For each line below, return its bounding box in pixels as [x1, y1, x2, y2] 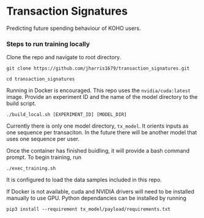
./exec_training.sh [6, 165, 56, 172]
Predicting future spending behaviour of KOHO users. [6, 24, 142, 32]
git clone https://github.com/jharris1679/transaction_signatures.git [6, 65, 190, 71]
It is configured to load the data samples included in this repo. [6, 176, 162, 184]
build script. [6, 100, 37, 107]
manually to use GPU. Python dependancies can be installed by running [6, 194, 187, 202]
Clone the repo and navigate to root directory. [6, 54, 122, 61]
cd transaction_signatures [6, 76, 75, 82]
